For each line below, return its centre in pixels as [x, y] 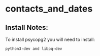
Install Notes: [27, 27]
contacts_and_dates [49, 9]
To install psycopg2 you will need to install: [50, 39]
